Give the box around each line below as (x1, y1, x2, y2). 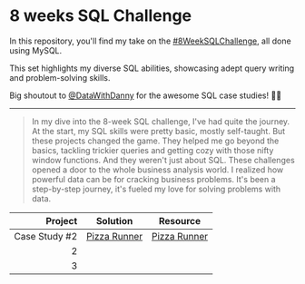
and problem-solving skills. (9, 72, 111, 83)
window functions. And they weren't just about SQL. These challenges (31, 154, 295, 165)
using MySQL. (9, 44, 63, 55)
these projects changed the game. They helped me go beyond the (31, 135, 280, 146)
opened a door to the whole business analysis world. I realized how (31, 164, 284, 175)
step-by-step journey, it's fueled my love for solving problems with (31, 183, 281, 194)
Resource (158, 214, 202, 227)
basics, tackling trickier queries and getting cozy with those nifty (31, 144, 274, 155)
